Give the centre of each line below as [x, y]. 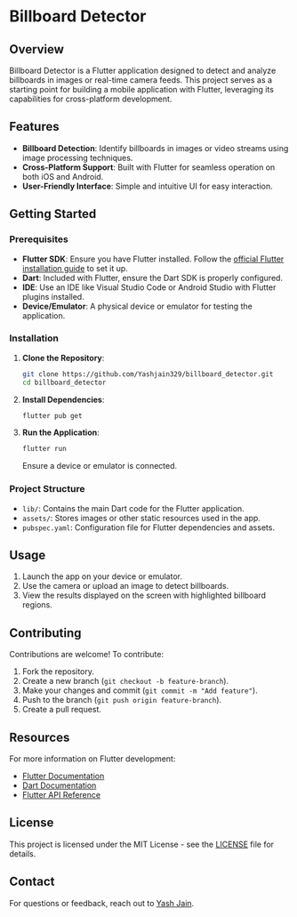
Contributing [45, 633]
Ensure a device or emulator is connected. [100, 466]
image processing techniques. [77, 157]
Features [34, 127]
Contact [32, 882]
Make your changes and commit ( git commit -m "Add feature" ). [140, 690]
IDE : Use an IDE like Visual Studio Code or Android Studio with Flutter [149, 287]
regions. [37, 605]
